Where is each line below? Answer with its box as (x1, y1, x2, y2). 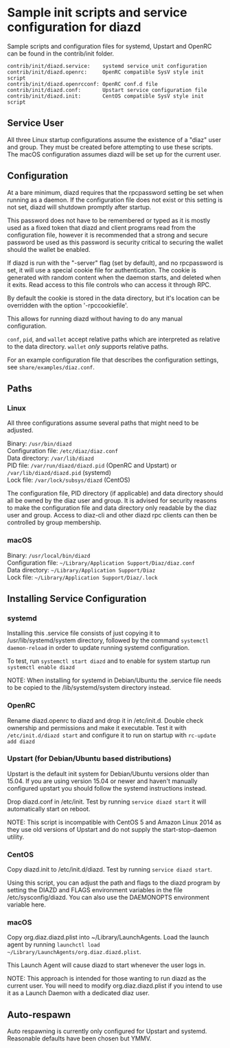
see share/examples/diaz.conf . (7, 362, 95, 371)
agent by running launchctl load (7, 940, 101, 948)
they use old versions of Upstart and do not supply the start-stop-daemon (7, 825, 217, 833)
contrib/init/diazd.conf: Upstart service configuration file (7, 86, 207, 93)
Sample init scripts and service (7, 5, 187, 21)
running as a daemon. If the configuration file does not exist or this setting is (7, 196, 223, 204)
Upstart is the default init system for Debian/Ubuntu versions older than (7, 769, 209, 778)
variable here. (7, 900, 47, 909)
